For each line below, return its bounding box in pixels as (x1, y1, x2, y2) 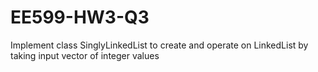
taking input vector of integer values (10, 49, 160, 61)
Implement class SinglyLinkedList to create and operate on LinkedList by (10, 39, 309, 51)
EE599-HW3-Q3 (10, 6, 150, 29)
